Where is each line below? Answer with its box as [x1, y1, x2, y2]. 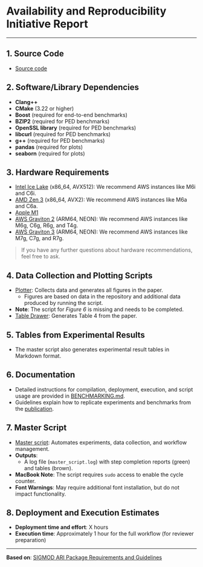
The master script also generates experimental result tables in [14, 346, 170, 353]
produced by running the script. [24, 300, 103, 307]
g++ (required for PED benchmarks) [14, 137, 105, 144]
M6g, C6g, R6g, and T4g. [14, 222, 79, 229]
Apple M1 [14, 209, 39, 216]
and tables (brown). [24, 464, 73, 471]
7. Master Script [6, 422, 67, 433]
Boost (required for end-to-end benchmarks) [14, 111, 128, 119]
